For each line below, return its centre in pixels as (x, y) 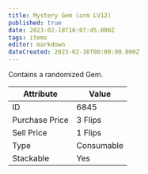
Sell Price (30, 133)
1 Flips (89, 133)
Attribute (40, 94)
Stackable (31, 158)
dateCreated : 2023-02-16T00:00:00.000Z (74, 52)
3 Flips (89, 120)
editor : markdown (37, 45)
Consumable (100, 145)
